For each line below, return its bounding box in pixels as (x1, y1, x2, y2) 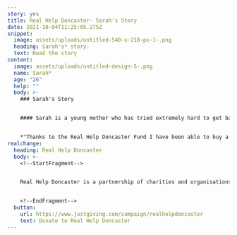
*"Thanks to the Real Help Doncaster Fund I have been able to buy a (20, 133, 229, 140)
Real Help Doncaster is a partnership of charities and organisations (20, 179, 232, 186)
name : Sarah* (13, 69, 52, 76)
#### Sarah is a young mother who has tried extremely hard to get (20, 114, 222, 122)
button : (13, 204, 37, 212)
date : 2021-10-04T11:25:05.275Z (7, 23, 102, 30)
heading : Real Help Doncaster (13, 146, 102, 154)
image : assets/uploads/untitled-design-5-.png (13, 63, 153, 70)
